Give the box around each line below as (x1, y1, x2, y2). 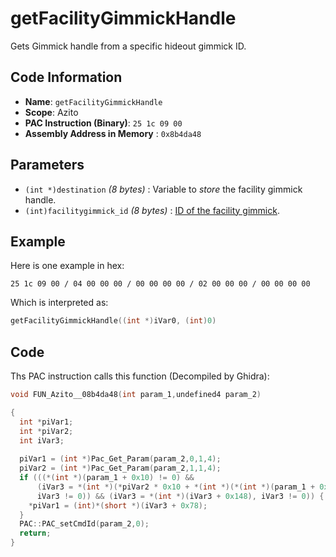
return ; (19, 528, 52, 539)
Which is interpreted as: (10, 297, 109, 309)
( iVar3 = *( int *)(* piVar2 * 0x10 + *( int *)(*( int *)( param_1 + (36, 482, 316, 492)
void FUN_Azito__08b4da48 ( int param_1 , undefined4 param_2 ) (10, 390, 262, 400)
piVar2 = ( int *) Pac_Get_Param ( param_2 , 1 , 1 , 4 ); (19, 463, 222, 474)
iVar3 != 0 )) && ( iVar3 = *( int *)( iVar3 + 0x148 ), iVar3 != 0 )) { (36, 491, 325, 501)
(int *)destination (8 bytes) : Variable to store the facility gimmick (24, 183, 303, 195)
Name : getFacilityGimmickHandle (24, 95, 163, 107)
